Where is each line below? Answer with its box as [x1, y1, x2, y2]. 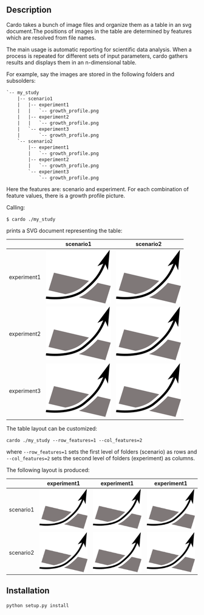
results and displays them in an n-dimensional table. [6, 58, 137, 66]
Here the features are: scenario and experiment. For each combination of [6, 185, 189, 192]
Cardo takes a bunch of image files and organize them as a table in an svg [6, 21, 192, 28]
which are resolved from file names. [6, 33, 96, 41]
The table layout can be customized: [6, 424, 98, 432]
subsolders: [6, 77, 36, 84]
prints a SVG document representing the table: [6, 227, 123, 234]
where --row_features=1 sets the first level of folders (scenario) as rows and [6, 448, 197, 455]
